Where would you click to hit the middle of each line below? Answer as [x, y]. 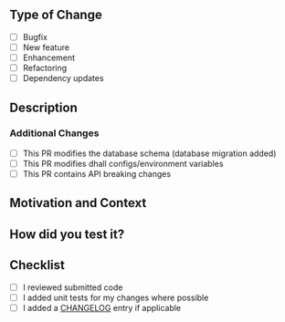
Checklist [37, 265]
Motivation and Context [78, 203]
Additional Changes [54, 133]
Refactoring [45, 68]
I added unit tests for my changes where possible [116, 297]
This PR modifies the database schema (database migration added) [149, 153]
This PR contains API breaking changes [97, 173]
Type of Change [56, 15]
